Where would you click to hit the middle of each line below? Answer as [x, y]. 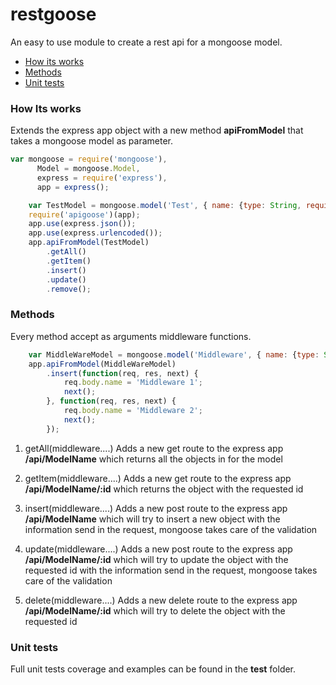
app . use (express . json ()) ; [82, 224]
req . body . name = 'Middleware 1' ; [133, 383]
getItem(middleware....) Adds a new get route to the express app [158, 478]
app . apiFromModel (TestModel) [89, 243]
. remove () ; [69, 289]
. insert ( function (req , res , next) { [122, 373]
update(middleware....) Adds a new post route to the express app [158, 549]
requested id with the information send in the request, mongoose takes [171, 570]
